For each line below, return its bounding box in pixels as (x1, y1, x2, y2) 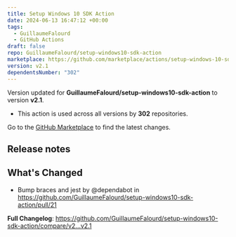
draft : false (7, 43, 46, 50)
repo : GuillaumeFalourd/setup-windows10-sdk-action (7, 50, 162, 57)
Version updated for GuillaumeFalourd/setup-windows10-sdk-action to (7, 88, 218, 97)
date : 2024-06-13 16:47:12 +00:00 (7, 17, 109, 24)
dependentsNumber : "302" (7, 69, 80, 76)
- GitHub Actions (13, 36, 65, 43)
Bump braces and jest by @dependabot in (17, 185, 140, 194)
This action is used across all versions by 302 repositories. (17, 109, 188, 118)
